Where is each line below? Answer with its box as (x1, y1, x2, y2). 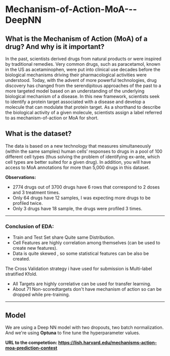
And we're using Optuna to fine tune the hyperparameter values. (5, 330, 140, 336)
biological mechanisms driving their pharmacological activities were (5, 72, 147, 78)
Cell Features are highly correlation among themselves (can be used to (12, 240, 160, 246)
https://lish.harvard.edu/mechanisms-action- (58, 339, 157, 345)
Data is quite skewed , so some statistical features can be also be (12, 250, 149, 256)
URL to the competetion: (5, 339, 58, 345)
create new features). (12, 245, 58, 251)
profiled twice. (12, 200, 43, 206)
